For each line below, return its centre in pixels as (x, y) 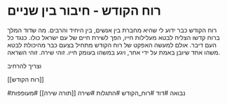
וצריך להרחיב (25, 66)
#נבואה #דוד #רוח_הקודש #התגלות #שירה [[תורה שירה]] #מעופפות (96, 93)
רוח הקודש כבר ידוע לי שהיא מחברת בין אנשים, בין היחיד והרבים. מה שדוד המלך (112, 30)
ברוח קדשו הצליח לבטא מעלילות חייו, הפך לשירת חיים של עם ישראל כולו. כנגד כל (114, 37)
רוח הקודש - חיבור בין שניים (84, 11)
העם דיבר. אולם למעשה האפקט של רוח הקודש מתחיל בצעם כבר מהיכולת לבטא (112, 45)
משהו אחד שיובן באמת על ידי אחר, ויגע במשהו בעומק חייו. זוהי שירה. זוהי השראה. (114, 52)
